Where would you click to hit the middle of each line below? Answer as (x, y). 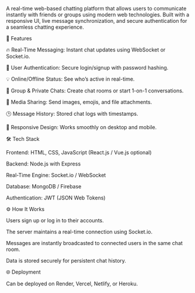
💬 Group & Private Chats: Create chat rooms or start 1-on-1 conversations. (95, 91)
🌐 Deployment (23, 272)
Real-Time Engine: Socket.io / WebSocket (56, 175)
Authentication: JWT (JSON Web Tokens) (56, 198)
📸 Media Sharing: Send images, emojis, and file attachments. (79, 102)
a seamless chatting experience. (45, 27)
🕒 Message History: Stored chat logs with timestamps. (72, 114)
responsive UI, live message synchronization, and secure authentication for (97, 21)
